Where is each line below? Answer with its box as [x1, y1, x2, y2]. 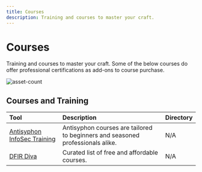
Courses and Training [6, 96, 89, 106]
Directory [165, 114, 193, 122]
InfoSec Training [9, 135, 56, 143]
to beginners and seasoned [62, 131, 140, 140]
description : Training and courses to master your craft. [6, 14, 155, 20]
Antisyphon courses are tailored [62, 124, 153, 132]
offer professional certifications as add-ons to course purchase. [6, 67, 165, 74]
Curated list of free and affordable [62, 149, 158, 157]
